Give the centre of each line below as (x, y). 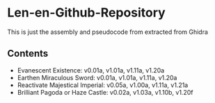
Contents (28, 54)
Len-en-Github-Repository (86, 13)
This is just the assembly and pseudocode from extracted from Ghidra (108, 32)
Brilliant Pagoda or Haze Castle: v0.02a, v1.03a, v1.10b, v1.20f (105, 92)
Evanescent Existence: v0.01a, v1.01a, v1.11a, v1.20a (91, 70)
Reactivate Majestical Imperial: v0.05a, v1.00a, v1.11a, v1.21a (103, 85)
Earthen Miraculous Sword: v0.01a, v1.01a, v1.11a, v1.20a (97, 77)
